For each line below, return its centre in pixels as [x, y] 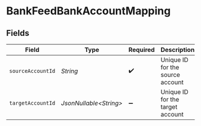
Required [141, 50]
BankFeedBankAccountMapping [89, 11]
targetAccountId [32, 103]
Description [178, 50]
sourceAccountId [32, 71]
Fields [18, 33]
